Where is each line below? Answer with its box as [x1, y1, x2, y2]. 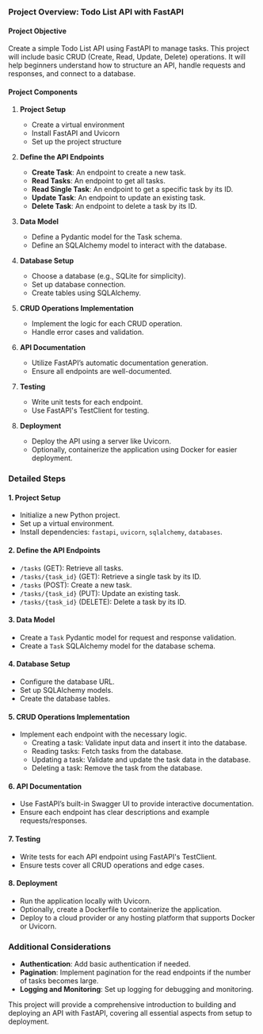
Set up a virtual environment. [19, 519, 115, 529]
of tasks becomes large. [19, 976, 99, 986]
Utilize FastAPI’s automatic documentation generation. [31, 358, 208, 367]
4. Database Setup [8, 659, 71, 669]
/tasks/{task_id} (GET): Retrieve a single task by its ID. [19, 571, 202, 581]
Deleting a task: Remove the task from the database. [31, 763, 203, 773]
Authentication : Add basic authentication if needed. [19, 959, 191, 969]
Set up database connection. [31, 280, 126, 290]
